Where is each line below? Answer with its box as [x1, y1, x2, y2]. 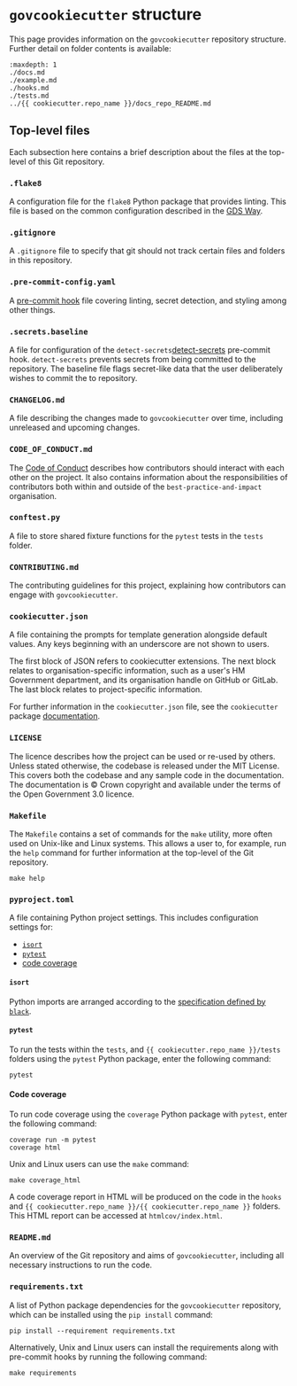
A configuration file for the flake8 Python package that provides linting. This [9, 196, 287, 207]
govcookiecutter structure [9, 4, 202, 25]
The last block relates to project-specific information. [9, 684, 203, 695]
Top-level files [9, 123, 90, 138]
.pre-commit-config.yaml [9, 277, 117, 287]
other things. [9, 304, 56, 315]
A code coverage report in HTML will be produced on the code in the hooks [9, 1191, 282, 1202]
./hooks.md [9, 83, 49, 92]
